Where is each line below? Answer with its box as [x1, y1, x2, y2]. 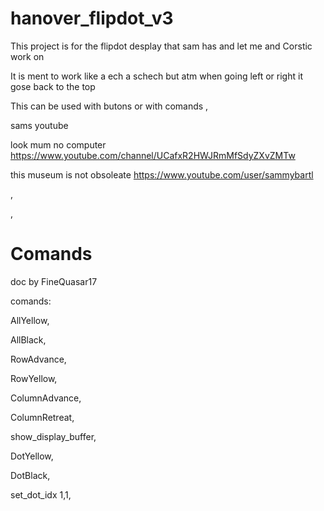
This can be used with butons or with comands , [10, 100, 209, 112]
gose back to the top [10, 80, 96, 92]
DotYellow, [10, 450, 54, 462]
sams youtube [10, 119, 69, 131]
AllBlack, [10, 333, 47, 346]
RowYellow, [10, 372, 58, 384]
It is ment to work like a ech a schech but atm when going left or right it [10, 70, 303, 82]
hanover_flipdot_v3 [10, 7, 174, 30]
